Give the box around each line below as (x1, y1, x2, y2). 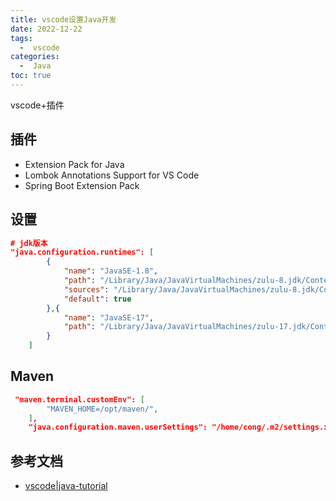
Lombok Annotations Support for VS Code (24, 169, 200, 181)
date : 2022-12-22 (10, 24, 83, 34)
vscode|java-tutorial (24, 480, 108, 492)
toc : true (10, 71, 52, 81)
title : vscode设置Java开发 (10, 14, 117, 25)
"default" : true (63, 294, 132, 304)
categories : (10, 52, 60, 62)
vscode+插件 (10, 99, 65, 111)
